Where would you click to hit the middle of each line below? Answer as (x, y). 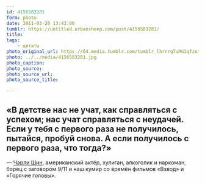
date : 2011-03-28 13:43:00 (41, 23)
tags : (13, 40)
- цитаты (28, 46)
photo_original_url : (33, 52)
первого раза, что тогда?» (59, 148)
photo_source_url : (30, 74)
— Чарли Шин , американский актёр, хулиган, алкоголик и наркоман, (96, 162)
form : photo (21, 18)
